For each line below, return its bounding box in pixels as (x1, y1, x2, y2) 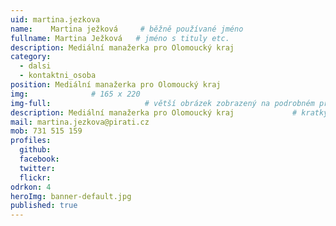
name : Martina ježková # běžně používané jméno (10, 24, 244, 34)
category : (10, 52, 52, 62)
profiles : (10, 136, 52, 146)
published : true (10, 201, 78, 211)
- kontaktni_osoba (19, 71, 97, 81)
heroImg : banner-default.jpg (10, 191, 132, 201)
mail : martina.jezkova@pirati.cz (10, 117, 150, 127)
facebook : (19, 154, 60, 164)
